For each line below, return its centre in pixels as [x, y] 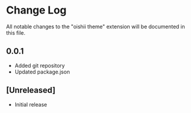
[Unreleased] [31, 90]
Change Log [36, 10]
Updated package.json [42, 72]
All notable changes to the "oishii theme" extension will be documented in [96, 26]
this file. [16, 32]
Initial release [31, 104]
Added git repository [39, 65]
